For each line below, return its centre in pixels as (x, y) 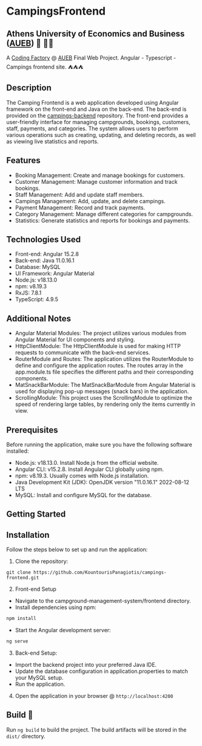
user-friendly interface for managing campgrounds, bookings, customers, (98, 122)
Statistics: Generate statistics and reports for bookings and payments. (102, 220)
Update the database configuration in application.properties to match (101, 671)
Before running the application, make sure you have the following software (99, 445)
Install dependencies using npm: (56, 607)
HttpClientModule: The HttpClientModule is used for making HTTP (98, 346)
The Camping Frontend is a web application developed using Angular (93, 102)
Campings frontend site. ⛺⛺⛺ (45, 67)
